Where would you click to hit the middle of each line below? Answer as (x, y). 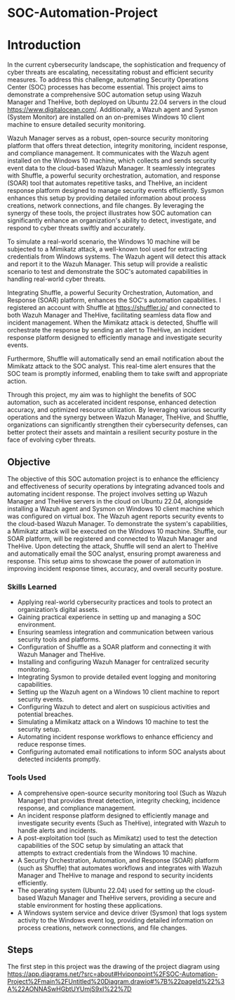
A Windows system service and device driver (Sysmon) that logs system (122, 913)
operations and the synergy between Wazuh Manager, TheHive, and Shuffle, (118, 418)
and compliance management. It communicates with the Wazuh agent (108, 154)
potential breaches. (45, 714)
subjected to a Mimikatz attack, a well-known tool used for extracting (107, 249)
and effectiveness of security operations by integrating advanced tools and (116, 486)
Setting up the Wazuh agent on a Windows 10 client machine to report (118, 692)
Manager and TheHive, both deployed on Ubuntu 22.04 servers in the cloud (117, 102)
